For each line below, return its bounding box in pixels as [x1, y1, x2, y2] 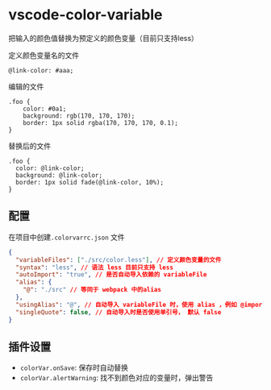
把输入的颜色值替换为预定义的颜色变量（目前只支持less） [8, 33, 199, 43]
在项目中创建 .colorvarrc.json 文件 [8, 232, 125, 242]
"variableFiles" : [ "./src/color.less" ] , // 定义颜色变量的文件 [15, 255, 222, 263]
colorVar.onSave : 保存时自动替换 [19, 363, 129, 372]
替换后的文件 [8, 141, 51, 151]
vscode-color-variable [8, 6, 163, 24]
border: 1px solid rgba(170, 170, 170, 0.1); [23, 118, 179, 127]
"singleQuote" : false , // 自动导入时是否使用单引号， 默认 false [15, 308, 222, 316]
